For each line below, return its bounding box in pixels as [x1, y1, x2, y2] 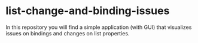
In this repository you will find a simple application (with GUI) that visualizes [5, 24, 192, 31]
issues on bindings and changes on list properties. [5, 29, 130, 37]
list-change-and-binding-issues [5, 4, 170, 18]
